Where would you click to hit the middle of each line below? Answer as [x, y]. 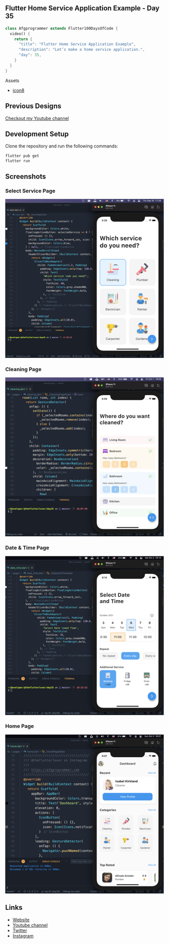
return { [23, 39]
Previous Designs [33, 106]
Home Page [20, 726]
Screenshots [26, 176]
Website [21, 920]
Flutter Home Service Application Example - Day [82, 8]
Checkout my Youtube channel [37, 118]
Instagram [23, 935]
